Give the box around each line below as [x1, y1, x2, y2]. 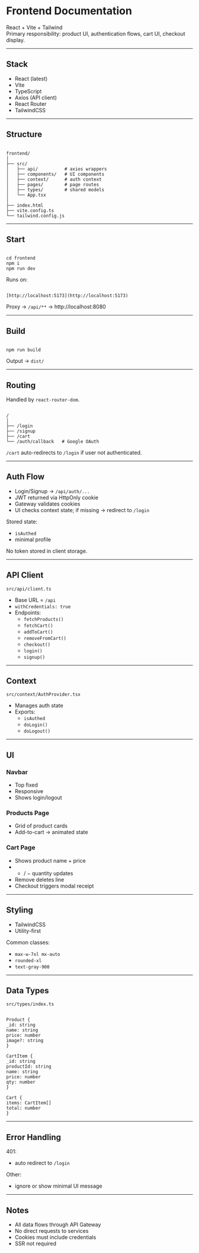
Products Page [6, 809, 49, 818]
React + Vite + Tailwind [6, 24, 63, 31]
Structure [6, 130, 43, 140]
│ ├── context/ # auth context [6, 176, 102, 182]
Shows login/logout [14, 794, 62, 801]
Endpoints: [14, 609, 41, 616]
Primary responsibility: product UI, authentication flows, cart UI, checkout [6, 30, 185, 37]
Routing [6, 380, 36, 390]
